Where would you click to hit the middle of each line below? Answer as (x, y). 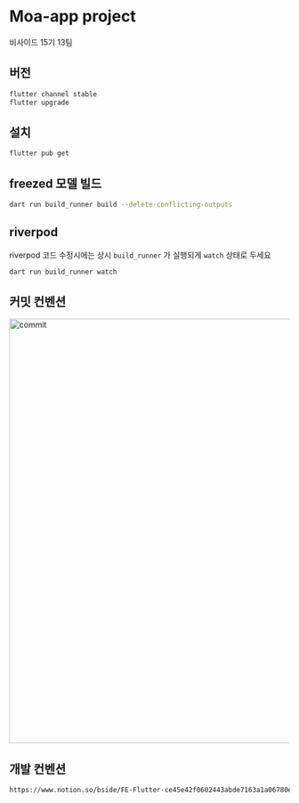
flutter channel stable (53, 94)
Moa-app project (73, 16)
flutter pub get (39, 153)
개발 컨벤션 (38, 769)
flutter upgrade (39, 102)
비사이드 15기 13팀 (41, 42)
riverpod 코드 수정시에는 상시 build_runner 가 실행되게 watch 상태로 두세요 (140, 255)
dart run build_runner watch (63, 272)
